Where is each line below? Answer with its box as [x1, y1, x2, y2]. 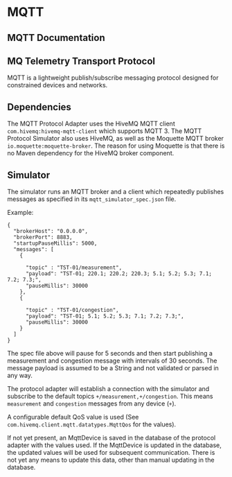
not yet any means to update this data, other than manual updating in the [7, 456, 215, 465]
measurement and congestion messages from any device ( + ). [7, 399, 177, 408]
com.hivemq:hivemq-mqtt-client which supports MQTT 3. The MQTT [7, 127, 202, 135]
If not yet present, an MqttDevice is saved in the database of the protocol [7, 434, 216, 442]
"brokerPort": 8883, [13, 234, 73, 241]
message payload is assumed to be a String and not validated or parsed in [7, 364, 220, 372]
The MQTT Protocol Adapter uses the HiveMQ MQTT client [7, 119, 175, 128]
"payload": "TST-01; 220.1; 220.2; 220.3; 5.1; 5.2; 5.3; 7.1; [25, 270, 213, 277]
